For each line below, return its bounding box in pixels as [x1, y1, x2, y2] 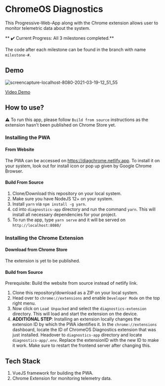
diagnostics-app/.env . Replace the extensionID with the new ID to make [12, 337, 159, 343]
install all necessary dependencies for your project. [12, 211, 117, 217]
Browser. [5, 168, 23, 174]
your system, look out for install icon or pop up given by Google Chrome [5, 163, 152, 169]
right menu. [12, 300, 36, 306]
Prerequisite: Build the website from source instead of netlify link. [5, 280, 138, 286]
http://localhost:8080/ [12, 223, 62, 228]
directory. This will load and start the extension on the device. [12, 311, 138, 317]
